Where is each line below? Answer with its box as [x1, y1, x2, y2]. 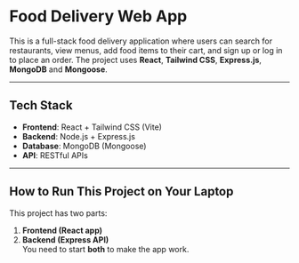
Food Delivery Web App [9, 6, 188, 27]
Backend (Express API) [21, 234, 109, 245]
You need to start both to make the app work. [21, 243, 190, 254]
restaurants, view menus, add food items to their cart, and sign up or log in [9, 44, 283, 55]
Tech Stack [9, 98, 73, 113]
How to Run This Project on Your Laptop [9, 184, 234, 199]
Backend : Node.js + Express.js [21, 131, 136, 141]
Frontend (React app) [21, 225, 103, 235]
